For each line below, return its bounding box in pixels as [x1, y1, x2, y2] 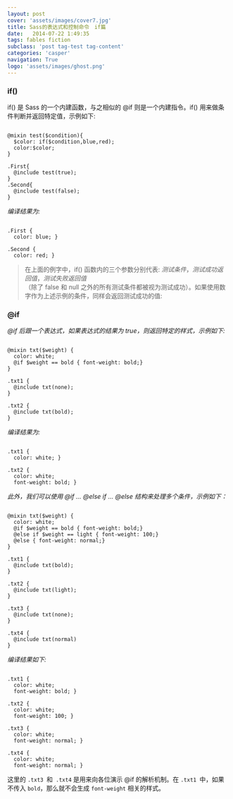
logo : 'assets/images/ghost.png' [7, 63, 106, 70]
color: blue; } [13, 233, 58, 240]
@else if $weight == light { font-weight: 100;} [13, 531, 159, 538]
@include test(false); [13, 188, 80, 195]
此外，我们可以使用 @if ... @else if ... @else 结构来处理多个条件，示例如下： [7, 492, 227, 501]
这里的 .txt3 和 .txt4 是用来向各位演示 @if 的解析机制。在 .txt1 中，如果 [7, 775, 225, 783]
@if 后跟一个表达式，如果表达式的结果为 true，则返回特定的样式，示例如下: [7, 327, 225, 335]
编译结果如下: [7, 655, 47, 664]
